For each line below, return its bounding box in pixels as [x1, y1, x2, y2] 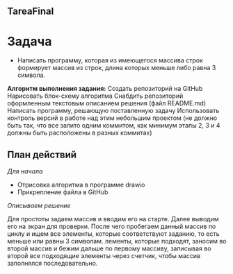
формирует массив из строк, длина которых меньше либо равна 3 [17, 64, 216, 72]
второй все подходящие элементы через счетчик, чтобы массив [7, 252, 201, 260]
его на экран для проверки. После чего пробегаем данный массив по [7, 222, 216, 231]
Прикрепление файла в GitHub [17, 188, 109, 196]
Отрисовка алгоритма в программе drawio [17, 180, 145, 189]
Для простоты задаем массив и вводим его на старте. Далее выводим [7, 215, 219, 223]
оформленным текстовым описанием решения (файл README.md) [7, 99, 207, 108]
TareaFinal [7, 6, 54, 17]
